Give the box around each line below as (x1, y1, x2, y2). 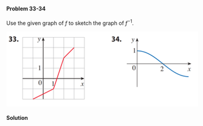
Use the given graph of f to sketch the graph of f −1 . (6, 18, 134, 27)
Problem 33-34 (6, 5, 46, 12)
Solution (6, 114, 29, 122)
